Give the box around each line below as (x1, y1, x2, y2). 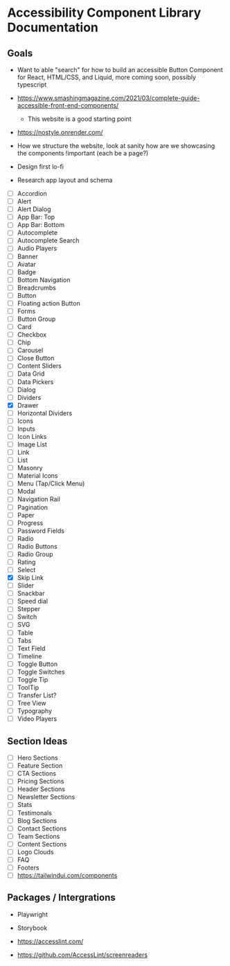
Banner (17, 252, 38, 260)
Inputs (17, 424, 36, 433)
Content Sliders (17, 362, 62, 370)
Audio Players (17, 244, 57, 253)
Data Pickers (17, 377, 54, 386)
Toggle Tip (17, 675, 48, 683)
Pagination (17, 503, 48, 511)
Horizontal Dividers (17, 408, 73, 417)
